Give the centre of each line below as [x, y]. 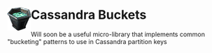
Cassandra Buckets [89, 15]
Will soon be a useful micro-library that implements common [118, 34]
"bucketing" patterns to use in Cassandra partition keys [87, 41]
